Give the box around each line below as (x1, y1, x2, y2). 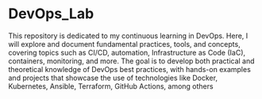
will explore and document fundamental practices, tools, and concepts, (8, 39, 241, 48)
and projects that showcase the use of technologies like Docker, (8, 73, 218, 82)
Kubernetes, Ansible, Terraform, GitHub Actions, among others (8, 81, 214, 91)
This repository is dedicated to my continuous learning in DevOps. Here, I (8, 31, 249, 40)
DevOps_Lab (8, 5, 94, 23)
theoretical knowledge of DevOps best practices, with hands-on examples (8, 64, 252, 74)
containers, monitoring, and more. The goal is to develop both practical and (8, 56, 256, 66)
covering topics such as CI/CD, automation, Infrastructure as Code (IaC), (8, 48, 246, 57)
